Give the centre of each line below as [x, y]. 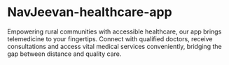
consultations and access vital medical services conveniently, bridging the [114, 46]
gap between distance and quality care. [64, 54]
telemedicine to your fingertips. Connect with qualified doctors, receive [110, 38]
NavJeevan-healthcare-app [90, 12]
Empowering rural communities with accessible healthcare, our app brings [114, 31]
